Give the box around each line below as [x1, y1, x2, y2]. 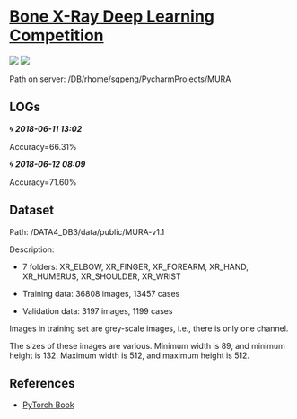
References [9, 375, 75, 391]
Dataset [9, 203, 55, 218]
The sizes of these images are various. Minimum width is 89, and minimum [9, 340, 285, 351]
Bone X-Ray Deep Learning [9, 6, 215, 27]
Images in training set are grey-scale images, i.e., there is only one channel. [9, 323, 289, 334]
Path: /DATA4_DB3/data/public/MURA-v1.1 [9, 226, 165, 237]
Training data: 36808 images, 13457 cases [22, 288, 180, 299]
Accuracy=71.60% [9, 177, 77, 188]
